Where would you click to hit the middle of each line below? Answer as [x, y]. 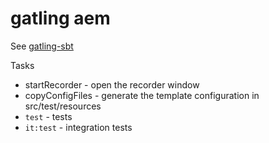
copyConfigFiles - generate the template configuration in [142, 95]
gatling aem [60, 18]
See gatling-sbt [42, 46]
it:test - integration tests [78, 127]
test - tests [48, 116]
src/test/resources [63, 106]
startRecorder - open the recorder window [112, 84]
